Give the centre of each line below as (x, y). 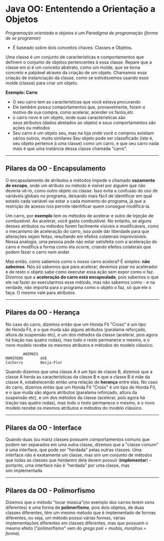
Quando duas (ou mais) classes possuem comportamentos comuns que (78, 439)
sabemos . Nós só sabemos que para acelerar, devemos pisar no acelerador (82, 267)
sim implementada (24, 471)
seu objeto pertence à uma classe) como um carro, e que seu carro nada (86, 143)
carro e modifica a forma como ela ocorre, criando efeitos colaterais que (78, 247)
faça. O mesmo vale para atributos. (41, 292)
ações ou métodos (31, 127)
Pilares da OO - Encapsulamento (56, 169)
